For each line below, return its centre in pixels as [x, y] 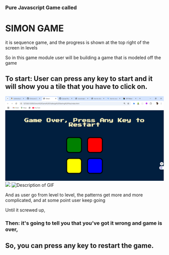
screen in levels [21, 47]
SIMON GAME [34, 29]
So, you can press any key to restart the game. [79, 246]
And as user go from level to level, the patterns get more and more [74, 195]
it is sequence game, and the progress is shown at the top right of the [77, 42]
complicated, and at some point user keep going [55, 200]
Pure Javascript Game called [41, 8]
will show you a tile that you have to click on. [76, 87]
